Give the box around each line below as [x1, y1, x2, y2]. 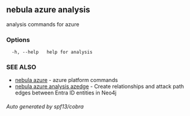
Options [6, 35, 30, 44]
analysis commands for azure [6, 20, 79, 28]
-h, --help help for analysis [11, 49, 93, 56]
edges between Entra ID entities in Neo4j [14, 89, 117, 96]
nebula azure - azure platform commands [14, 77, 118, 84]
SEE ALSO [6, 63, 37, 71]
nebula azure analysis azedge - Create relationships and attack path [14, 83, 185, 90]
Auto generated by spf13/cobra [6, 103, 84, 110]
